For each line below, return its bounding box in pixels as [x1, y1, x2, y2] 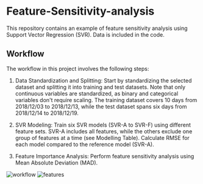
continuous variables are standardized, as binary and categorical [15, 90, 179, 97]
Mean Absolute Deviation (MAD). [15, 159, 98, 166]
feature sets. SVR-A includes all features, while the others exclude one [15, 127, 193, 135]
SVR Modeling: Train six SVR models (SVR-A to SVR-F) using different [15, 121, 191, 128]
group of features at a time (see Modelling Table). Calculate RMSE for [15, 134, 190, 141]
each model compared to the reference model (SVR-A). [15, 141, 154, 148]
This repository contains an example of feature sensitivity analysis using [6, 24, 188, 32]
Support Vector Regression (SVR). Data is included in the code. [6, 31, 165, 38]
